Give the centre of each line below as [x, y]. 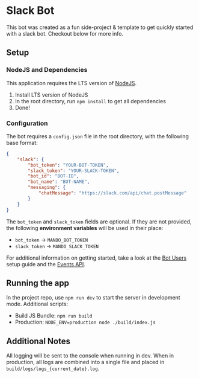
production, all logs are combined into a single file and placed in [85, 362]
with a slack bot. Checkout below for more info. [65, 33]
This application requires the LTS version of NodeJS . [72, 83]
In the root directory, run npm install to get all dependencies [90, 101]
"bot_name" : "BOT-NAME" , [59, 182]
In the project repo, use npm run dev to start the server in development [93, 298]
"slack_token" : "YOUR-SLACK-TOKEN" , [74, 171]
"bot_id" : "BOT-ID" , [54, 176]
